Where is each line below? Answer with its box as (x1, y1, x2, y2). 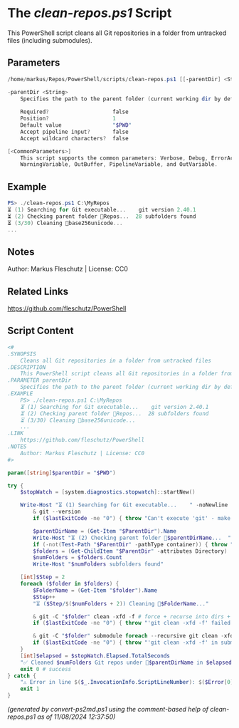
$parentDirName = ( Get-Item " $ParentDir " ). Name (33, 527, 176, 535)
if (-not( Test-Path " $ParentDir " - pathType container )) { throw (33, 541, 228, 548)
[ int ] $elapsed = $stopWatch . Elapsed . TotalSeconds (20, 652, 171, 660)
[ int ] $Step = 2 (20, 573, 65, 581)
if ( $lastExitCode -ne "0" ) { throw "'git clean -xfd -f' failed (33, 620, 231, 627)
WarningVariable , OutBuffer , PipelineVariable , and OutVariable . (20, 161, 218, 168)
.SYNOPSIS (7, 350, 37, 358)
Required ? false (20, 108, 129, 115)
